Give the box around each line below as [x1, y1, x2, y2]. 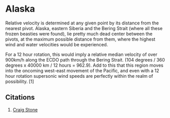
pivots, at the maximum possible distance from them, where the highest [5, 36, 156, 42]
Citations [5, 93, 35, 102]
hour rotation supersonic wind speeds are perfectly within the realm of [5, 73, 154, 79]
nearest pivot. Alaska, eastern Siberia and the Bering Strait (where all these [5, 25, 163, 31]
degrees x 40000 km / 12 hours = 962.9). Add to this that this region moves [5, 62, 164, 68]
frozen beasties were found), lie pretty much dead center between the [5, 31, 153, 37]
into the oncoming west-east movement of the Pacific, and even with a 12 [5, 67, 159, 74]
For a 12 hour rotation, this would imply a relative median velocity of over [5, 51, 158, 57]
